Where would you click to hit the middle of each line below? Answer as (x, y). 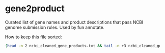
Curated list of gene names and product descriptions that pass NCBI (74, 22)
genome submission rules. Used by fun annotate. (55, 27)
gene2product (35, 9)
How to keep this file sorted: (34, 37)
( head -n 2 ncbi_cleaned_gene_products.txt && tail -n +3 (66, 46)
